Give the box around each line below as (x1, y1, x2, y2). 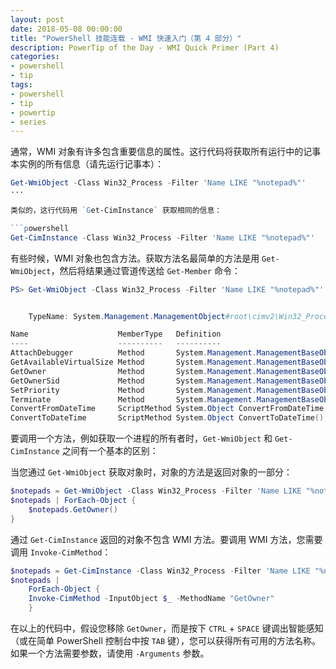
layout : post (10, 14, 65, 25)
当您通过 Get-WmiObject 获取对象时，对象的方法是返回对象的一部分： (10, 466, 293, 478)
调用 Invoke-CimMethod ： (10, 546, 112, 558)
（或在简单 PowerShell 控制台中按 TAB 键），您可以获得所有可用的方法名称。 (10, 635, 322, 646)
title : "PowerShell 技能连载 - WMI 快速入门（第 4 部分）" (10, 33, 242, 43)
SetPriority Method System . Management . (10, 385, 257, 395)
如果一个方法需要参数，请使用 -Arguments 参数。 (10, 647, 210, 659)
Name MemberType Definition (10, 329, 222, 340)
